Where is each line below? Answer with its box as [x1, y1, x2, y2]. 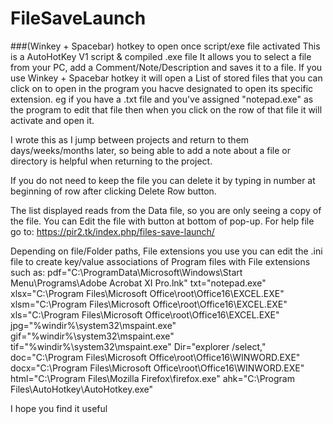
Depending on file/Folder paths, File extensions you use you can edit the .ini [10, 245, 323, 257]
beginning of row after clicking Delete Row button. [10, 185, 217, 197]
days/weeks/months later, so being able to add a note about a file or [10, 144, 291, 156]
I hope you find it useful [10, 402, 108, 414]
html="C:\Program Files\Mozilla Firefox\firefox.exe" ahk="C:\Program [10, 372, 295, 384]
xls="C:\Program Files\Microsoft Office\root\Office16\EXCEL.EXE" [10, 308, 280, 321]
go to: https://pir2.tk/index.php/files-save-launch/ [10, 225, 215, 237]
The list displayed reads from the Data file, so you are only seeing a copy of [10, 204, 322, 216]
